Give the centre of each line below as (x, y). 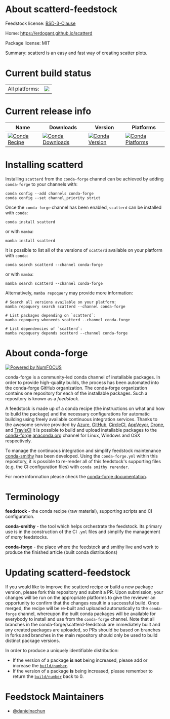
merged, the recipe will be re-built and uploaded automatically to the (77, 608)
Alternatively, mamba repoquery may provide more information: (69, 293)
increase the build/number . (40, 665)
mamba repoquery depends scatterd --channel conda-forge (67, 333)
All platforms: (24, 89)
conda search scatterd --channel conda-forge (54, 264)
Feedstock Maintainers (55, 696)
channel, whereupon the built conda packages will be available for (87, 614)
